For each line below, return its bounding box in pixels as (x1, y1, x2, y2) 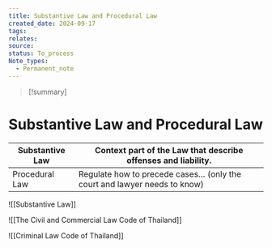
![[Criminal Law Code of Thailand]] (8, 230, 124, 240)
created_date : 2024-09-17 (8, 19, 96, 28)
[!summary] (28, 87, 67, 96)
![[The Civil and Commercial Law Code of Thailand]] (8, 215, 182, 224)
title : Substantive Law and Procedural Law (8, 11, 158, 20)
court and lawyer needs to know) (78, 178, 204, 190)
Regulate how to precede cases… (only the (78, 168, 241, 179)
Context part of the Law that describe (94, 144, 244, 156)
